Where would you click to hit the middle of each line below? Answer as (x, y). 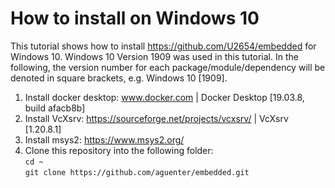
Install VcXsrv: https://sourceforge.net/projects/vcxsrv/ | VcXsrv (156, 118)
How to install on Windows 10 (135, 18)
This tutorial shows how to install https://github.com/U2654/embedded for (163, 46)
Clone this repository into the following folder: (119, 150)
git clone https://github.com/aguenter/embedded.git (137, 172)
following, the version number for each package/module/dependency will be (168, 67)
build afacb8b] (55, 108)
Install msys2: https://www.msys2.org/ (104, 139)
